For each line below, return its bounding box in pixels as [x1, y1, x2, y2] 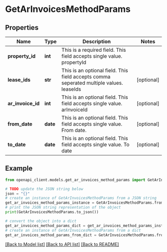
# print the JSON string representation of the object [5, 205, 121, 210]
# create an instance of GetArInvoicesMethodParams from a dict [5, 228, 141, 233]
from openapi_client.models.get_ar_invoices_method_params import [5, 177, 146, 182]
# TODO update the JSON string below [5, 186, 83, 191]
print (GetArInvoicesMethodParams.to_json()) [5, 210, 99, 215]
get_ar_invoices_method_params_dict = [5, 223, 85, 228]
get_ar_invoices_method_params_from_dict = [5, 233, 97, 238]
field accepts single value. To [61, 141, 130, 148]
